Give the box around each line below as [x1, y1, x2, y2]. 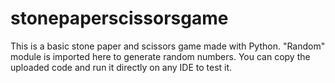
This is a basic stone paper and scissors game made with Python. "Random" [10, 40, 326, 52]
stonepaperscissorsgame [10, 7, 229, 30]
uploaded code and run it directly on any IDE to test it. [10, 61, 233, 73]
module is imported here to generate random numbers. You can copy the [10, 50, 311, 62]
